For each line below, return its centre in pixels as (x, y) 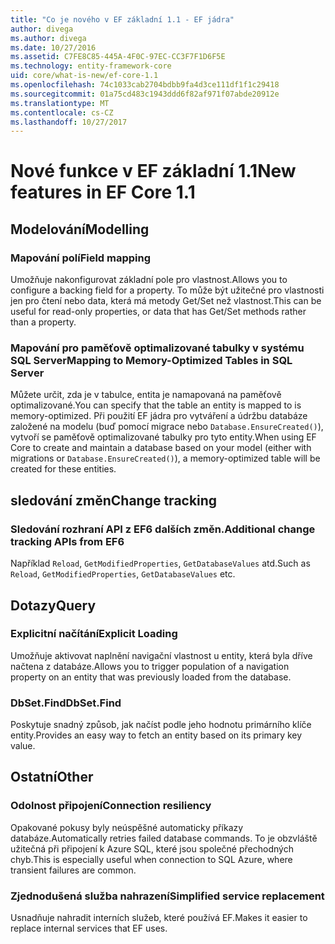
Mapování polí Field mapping (81, 258)
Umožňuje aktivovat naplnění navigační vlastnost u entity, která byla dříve (161, 655)
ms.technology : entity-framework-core (91, 66)
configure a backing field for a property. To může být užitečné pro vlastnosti (167, 290)
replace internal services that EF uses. (89, 928)
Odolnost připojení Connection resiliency (111, 806)
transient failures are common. (73, 870)
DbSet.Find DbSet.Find (66, 703)
